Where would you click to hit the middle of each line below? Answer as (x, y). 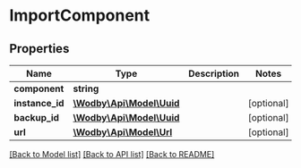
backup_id (37, 118)
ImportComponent (80, 16)
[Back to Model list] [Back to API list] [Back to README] (112, 154)
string (86, 88)
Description (214, 74)
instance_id (39, 103)
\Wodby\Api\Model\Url (123, 132)
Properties (39, 49)
